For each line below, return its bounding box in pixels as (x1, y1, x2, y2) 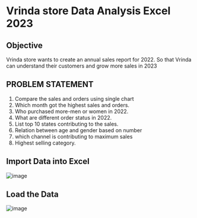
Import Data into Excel (6, 156, 90, 166)
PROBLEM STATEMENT (6, 79, 94, 89)
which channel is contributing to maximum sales (14, 133, 133, 140)
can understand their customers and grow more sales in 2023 (6, 62, 157, 69)
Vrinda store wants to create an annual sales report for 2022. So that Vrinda (6, 56, 192, 63)
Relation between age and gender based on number (14, 126, 142, 134)
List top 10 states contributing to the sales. (14, 120, 119, 127)
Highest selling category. (14, 139, 76, 146)
